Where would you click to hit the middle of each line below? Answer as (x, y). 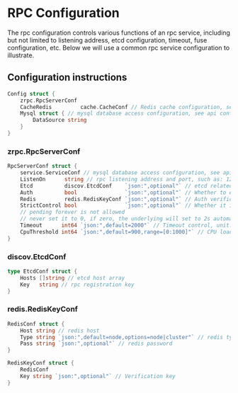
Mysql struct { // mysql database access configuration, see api (119, 114)
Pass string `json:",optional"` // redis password (96, 344)
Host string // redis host (60, 331)
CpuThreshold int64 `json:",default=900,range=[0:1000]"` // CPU (119, 232)
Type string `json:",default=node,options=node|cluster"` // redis (121, 337)
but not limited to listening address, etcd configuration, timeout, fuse (107, 40)
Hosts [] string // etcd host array (73, 278)
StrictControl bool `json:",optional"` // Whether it (123, 206)
